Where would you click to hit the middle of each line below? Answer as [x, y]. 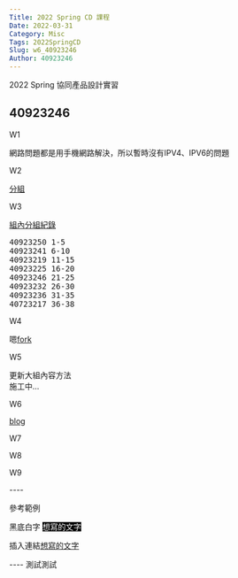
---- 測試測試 [33, 564]
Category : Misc [37, 34]
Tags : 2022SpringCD [45, 42]
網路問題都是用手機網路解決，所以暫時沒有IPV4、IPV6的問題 [119, 152]
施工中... [24, 386]
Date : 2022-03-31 [41, 26]
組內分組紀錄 [32, 224]
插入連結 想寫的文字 [44, 545]
